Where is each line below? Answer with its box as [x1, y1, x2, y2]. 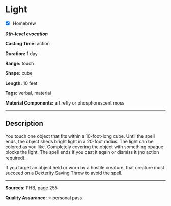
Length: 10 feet [5, 80, 38, 86]
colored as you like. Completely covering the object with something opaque [5, 144, 164, 150]
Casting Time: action [5, 41, 50, 46]
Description [5, 119, 43, 128]
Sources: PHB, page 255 [5, 185, 58, 191]
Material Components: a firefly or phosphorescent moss [5, 100, 125, 106]
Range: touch [5, 60, 34, 66]
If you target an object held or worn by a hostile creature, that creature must [5, 164, 164, 170]
